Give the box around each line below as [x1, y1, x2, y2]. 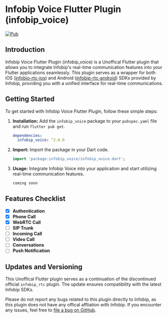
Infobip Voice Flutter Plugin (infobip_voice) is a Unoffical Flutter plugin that [5, 59, 159, 65]
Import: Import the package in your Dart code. [12, 147, 109, 153]
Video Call [12, 236, 35, 243]
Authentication [12, 208, 45, 214]
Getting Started [5, 95, 55, 104]
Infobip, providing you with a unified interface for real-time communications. [5, 80, 163, 86]
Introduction [5, 45, 45, 54]
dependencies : [12, 133, 42, 138]
